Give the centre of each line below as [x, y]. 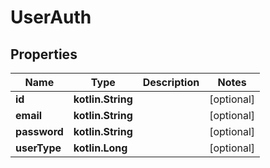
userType [38, 148]
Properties [44, 54]
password [39, 131]
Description [171, 82]
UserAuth [51, 17]
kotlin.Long [100, 148]
